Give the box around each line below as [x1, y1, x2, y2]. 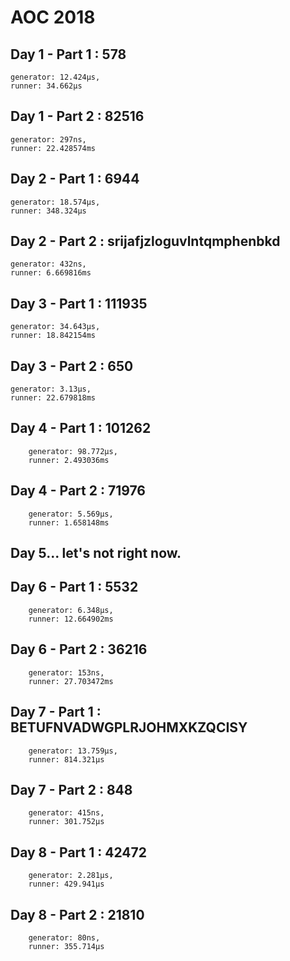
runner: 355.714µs [28, 941, 105, 951]
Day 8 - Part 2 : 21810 [10, 906, 145, 923]
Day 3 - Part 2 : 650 [10, 357, 134, 375]
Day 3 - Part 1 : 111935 [10, 295, 148, 312]
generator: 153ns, [28, 667, 105, 678]
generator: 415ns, [28, 808, 105, 818]
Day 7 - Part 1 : [10, 704, 102, 721]
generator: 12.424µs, [10, 72, 101, 82]
